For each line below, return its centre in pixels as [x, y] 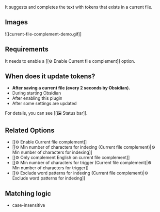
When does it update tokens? [50, 77]
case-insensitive [28, 205]
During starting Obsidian [37, 93]
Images [16, 22]
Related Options [30, 130]
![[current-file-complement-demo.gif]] [43, 34]
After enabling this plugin [37, 98]
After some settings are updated [44, 104]
